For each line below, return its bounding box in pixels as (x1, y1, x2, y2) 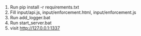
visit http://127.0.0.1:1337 (9, 25, 60, 31)
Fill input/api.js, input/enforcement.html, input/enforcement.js (9, 9, 136, 15)
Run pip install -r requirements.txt (9, 4, 79, 10)
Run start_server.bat (9, 20, 52, 26)
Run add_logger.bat (9, 15, 50, 20)
